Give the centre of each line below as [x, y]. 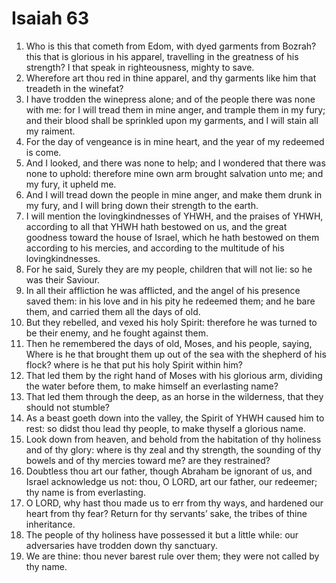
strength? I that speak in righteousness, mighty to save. [140, 67]
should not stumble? [68, 407]
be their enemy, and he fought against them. [117, 333]
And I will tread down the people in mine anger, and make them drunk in [174, 194]
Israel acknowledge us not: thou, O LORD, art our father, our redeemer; [171, 481]
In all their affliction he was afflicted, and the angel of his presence [163, 290]
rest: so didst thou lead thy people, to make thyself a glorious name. [165, 428]
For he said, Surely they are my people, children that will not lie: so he [169, 269]
